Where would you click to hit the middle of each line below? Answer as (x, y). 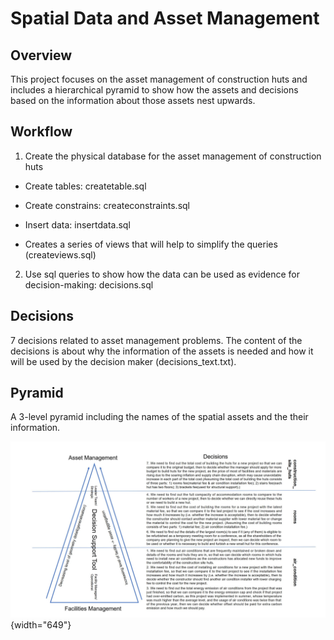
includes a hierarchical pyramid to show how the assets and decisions (154, 90)
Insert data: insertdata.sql (77, 224)
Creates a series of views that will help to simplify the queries (151, 244)
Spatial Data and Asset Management (165, 18)
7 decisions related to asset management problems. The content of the (156, 340)
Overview (41, 55)
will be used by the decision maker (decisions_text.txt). (123, 361)
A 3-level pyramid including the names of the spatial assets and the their (159, 417)
